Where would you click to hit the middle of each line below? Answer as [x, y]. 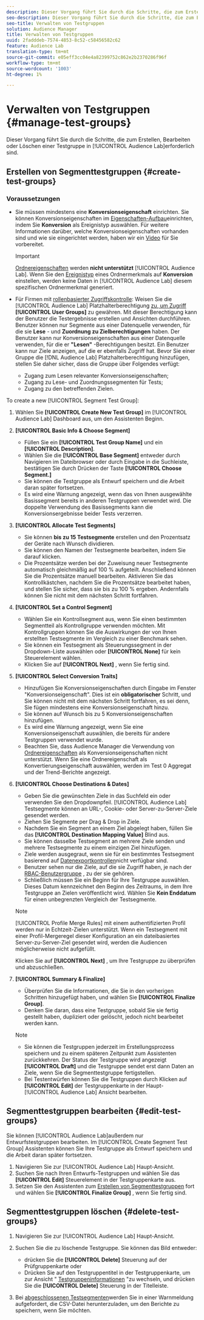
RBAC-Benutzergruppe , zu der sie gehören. [79, 873]
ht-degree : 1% [24, 74]
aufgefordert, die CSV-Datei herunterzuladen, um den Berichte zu [97, 1304]
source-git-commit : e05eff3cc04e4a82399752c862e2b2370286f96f [87, 57]
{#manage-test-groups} [69, 123]
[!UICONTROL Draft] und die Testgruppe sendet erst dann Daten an [109, 1066]
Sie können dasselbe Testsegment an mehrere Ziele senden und [104, 841]
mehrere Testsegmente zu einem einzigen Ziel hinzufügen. [98, 847]
